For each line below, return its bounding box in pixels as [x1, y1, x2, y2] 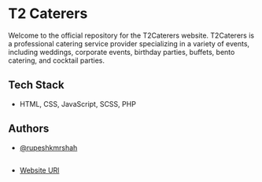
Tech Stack [8, 78, 65, 92]
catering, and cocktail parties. [8, 56, 105, 65]
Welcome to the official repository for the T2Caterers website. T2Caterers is [8, 31, 254, 40]
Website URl [19, 166, 60, 175]
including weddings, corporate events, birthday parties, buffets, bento [8, 47, 235, 56]
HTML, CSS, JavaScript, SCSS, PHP [19, 99, 136, 108]
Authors [8, 122, 50, 136]
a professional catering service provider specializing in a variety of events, [8, 38, 250, 48]
